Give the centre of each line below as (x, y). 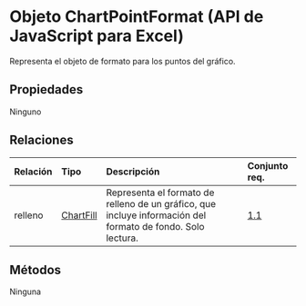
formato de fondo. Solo (155, 226)
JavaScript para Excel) (97, 36)
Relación (33, 172)
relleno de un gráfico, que (161, 203)
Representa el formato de (160, 192)
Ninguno (25, 112)
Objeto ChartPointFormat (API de (137, 17)
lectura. (122, 238)
